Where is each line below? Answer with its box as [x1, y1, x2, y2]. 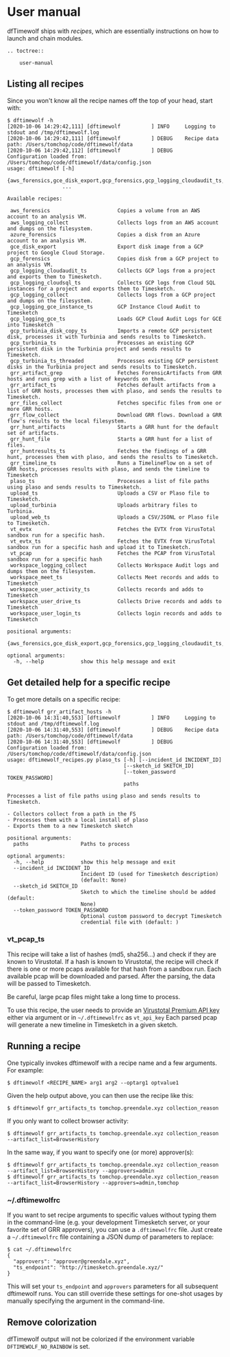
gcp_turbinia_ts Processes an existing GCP [10, 339, 194, 346]
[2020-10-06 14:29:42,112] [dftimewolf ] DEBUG [7, 147, 173, 154]
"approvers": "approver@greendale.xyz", [13, 1258, 130, 1265]
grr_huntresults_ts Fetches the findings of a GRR [10, 447, 207, 454]
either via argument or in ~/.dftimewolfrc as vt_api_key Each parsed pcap [7, 1013, 218, 1021]
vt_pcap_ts [7, 934, 45, 944]
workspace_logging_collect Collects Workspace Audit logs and [10, 561, 219, 569]
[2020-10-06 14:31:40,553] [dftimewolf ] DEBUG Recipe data [7, 726, 219, 733]
